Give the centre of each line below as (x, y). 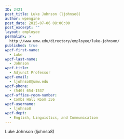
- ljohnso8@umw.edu (29, 81)
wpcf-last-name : (21, 59)
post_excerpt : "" (22, 28)
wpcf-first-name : (22, 50)
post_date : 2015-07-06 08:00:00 (37, 23)
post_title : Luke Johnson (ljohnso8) (43, 14)
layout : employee (22, 32)
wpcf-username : (20, 104)
